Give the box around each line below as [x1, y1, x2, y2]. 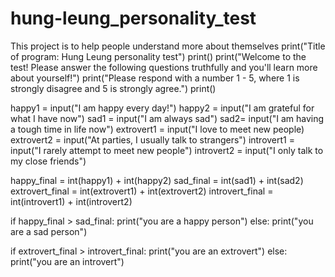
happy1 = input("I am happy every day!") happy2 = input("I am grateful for [10, 102, 315, 114]
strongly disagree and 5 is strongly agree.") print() [10, 82, 217, 94]
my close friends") [10, 155, 87, 167]
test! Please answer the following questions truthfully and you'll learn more [10, 61, 318, 73]
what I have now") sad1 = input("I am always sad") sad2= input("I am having [10, 112, 325, 124]
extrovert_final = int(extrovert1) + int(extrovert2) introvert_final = [10, 185, 274, 197]
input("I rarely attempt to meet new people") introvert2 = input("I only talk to [10, 144, 324, 156]
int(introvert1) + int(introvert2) [10, 195, 133, 207]
